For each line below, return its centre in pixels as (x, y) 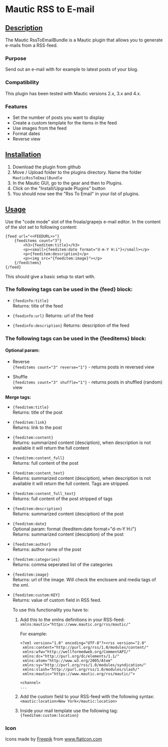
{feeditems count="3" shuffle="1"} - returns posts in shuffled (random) (87, 382)
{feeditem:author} (32, 544)
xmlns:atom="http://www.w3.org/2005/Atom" (68, 661)
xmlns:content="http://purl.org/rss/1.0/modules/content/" (86, 647)
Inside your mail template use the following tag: (69, 710)
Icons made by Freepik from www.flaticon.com (54, 739)
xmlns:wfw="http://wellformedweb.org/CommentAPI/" (76, 652)
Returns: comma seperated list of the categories (63, 564)
